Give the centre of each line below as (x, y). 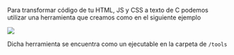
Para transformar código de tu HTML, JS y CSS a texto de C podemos (108, 10)
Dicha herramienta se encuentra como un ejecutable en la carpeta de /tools (117, 44)
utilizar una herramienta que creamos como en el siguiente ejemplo (104, 17)
